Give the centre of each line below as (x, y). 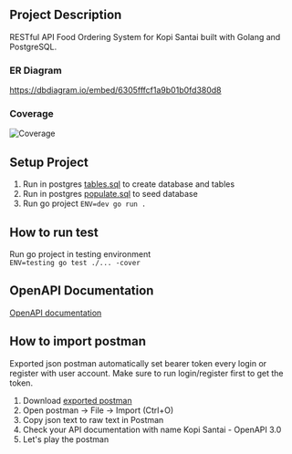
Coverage (32, 114)
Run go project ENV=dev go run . (84, 203)
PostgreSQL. (33, 46)
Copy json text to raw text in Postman (93, 419)
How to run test (54, 232)
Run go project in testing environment (80, 254)
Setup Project (49, 162)
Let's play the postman (66, 439)
